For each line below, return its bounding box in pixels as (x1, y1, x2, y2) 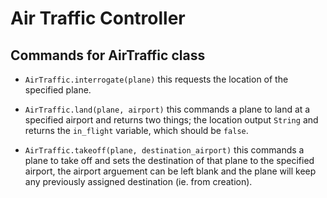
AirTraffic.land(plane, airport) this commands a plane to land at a (24, 103, 311, 115)
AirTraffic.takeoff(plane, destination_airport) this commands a (24, 144, 305, 156)
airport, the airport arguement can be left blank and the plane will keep (24, 165, 317, 177)
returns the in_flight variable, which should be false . (24, 125, 249, 136)
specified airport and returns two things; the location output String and (24, 114, 319, 126)
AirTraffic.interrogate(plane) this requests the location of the (24, 73, 289, 85)
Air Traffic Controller (10, 7, 186, 30)
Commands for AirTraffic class (10, 47, 206, 64)
